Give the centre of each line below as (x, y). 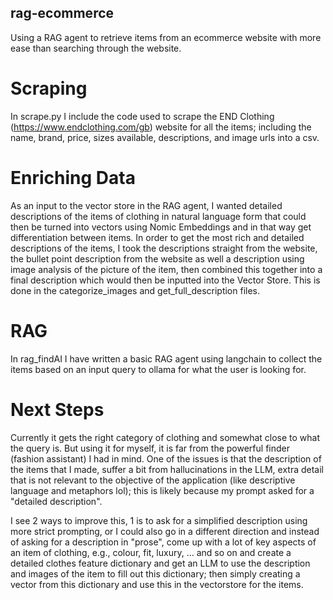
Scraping (49, 88)
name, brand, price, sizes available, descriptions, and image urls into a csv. (165, 137)
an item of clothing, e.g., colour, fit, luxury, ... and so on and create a (151, 552)
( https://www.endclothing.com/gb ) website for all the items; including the (161, 127)
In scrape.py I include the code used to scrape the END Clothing (142, 116)
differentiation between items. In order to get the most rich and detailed (157, 237)
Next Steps (57, 409)
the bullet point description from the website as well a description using (157, 258)
